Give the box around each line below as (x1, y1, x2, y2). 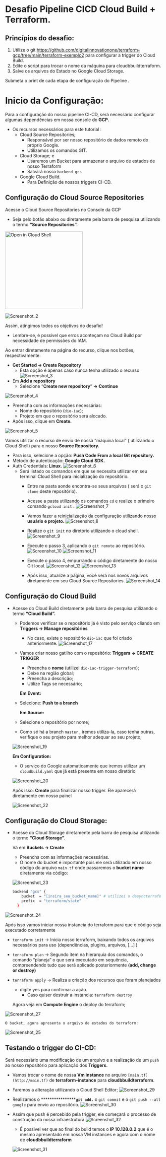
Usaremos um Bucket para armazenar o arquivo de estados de (27, 158, 155, 164)
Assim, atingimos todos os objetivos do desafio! (5, 323, 103, 329)
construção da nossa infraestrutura (12, 1116, 85, 1122)
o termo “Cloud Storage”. (12, 835, 65, 841)
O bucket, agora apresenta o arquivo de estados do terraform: (5, 1021, 139, 1025)
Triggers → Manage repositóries (19, 625, 88, 631)
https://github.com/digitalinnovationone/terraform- (36, 47, 140, 53)
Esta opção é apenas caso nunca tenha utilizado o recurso (19, 367, 140, 373)
